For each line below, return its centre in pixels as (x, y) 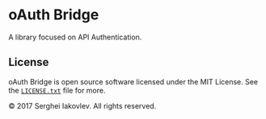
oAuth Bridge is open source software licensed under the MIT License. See (133, 81)
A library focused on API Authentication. (75, 37)
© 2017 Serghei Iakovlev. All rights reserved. (82, 105)
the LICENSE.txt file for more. (57, 90)
